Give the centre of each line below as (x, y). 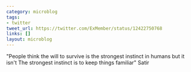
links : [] (19, 34)
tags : (13, 17)
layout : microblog (29, 39)
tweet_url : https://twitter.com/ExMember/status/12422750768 (84, 28)
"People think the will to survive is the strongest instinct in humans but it (95, 56)
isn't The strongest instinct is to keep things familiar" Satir (78, 62)
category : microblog (32, 12)
